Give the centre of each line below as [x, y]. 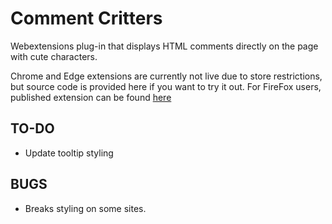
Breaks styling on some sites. [85, 208]
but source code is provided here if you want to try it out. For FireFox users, [166, 86]
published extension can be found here [91, 97]
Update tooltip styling [69, 153]
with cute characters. [54, 56]
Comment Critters [86, 18]
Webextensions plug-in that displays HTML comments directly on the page [164, 46]
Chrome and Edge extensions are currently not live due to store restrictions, [166, 76]
